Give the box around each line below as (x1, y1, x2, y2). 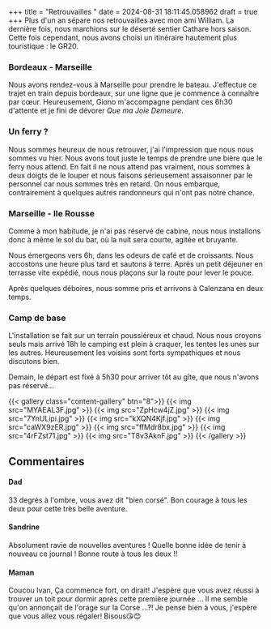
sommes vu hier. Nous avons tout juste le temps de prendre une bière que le (8, 153, 263, 163)
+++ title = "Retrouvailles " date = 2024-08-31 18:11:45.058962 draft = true (8, 7, 258, 16)
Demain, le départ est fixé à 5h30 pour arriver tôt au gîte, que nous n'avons (8, 372, 260, 382)
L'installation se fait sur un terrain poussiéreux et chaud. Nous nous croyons (8, 331, 261, 340)
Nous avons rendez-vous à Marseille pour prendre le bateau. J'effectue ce (8, 80, 257, 90)
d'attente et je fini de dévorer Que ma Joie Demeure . (8, 105, 184, 116)
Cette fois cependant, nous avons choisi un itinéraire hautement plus (8, 32, 237, 42)
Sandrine (8, 522, 40, 532)
